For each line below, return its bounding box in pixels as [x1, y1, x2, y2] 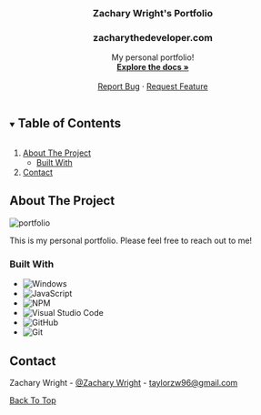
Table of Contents [17, 116, 121, 131]
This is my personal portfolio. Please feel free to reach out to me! [9, 235, 253, 246]
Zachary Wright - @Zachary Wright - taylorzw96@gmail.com [9, 377, 238, 388]
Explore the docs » [116, 62, 189, 73]
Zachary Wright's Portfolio [92, 6, 214, 19]
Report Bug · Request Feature [97, 81, 208, 92]
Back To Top [9, 394, 56, 406]
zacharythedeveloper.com [92, 31, 214, 44]
